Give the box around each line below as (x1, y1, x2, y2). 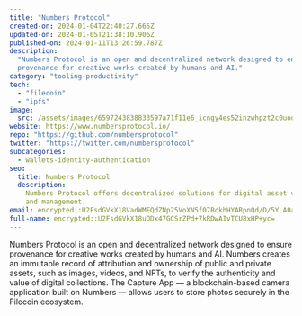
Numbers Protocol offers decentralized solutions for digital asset (25, 189, 288, 198)
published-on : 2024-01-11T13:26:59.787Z (9, 38, 164, 48)
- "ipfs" (17, 96, 50, 106)
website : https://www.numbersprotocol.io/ (9, 122, 171, 131)
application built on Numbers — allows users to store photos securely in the (9, 286, 290, 297)
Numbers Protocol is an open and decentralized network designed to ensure (9, 239, 293, 249)
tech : (9, 80, 30, 89)
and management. (25, 197, 87, 207)
